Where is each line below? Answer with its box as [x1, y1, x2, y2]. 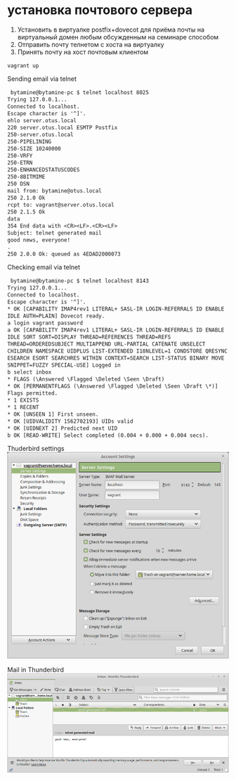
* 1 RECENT [7, 403, 39, 411]
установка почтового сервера [7, 2, 193, 18]
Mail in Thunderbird [7, 665, 65, 674]
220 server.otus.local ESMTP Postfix [7, 124, 118, 131]
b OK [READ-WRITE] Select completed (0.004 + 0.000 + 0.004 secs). [7, 431, 209, 439]
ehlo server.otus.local [7, 117, 77, 124]
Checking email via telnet [7, 263, 81, 271]
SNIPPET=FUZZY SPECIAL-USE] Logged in [7, 361, 121, 369]
